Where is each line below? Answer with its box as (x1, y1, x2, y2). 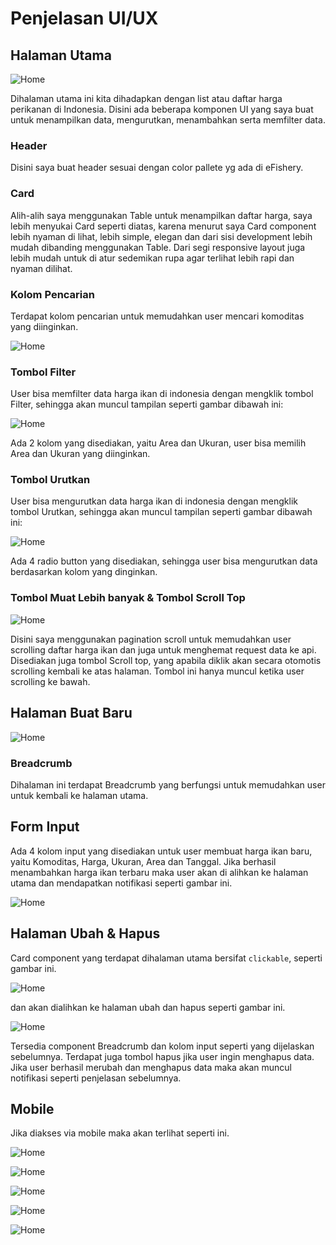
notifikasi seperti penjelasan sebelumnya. (10, 1072, 182, 1084)
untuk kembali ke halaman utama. (10, 789, 149, 801)
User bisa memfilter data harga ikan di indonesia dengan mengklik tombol (10, 388, 314, 400)
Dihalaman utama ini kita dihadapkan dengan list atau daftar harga (10, 93, 283, 104)
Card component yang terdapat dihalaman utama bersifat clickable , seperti (10, 952, 323, 964)
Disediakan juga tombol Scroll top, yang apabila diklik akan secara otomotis (10, 654, 322, 666)
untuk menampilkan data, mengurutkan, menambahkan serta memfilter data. (10, 114, 326, 126)
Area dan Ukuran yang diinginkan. (10, 448, 151, 460)
